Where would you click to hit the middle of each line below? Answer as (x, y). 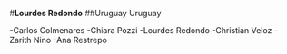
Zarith (20, 40)
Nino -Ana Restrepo (70, 40)
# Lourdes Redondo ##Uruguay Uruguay (85, 13)
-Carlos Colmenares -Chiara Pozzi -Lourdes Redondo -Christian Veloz (141, 30)
